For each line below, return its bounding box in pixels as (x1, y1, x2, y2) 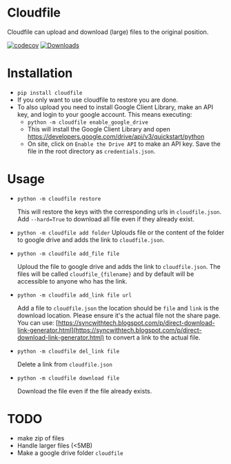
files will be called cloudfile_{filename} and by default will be (17, 270, 194, 278)
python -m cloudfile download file (17, 375, 120, 382)
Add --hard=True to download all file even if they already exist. (17, 214, 195, 223)
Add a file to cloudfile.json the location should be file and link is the (17, 304, 219, 312)
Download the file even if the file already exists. (17, 387, 152, 395)
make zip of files (17, 434, 65, 442)
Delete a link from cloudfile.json (17, 360, 112, 368)
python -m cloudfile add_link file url (17, 292, 132, 299)
